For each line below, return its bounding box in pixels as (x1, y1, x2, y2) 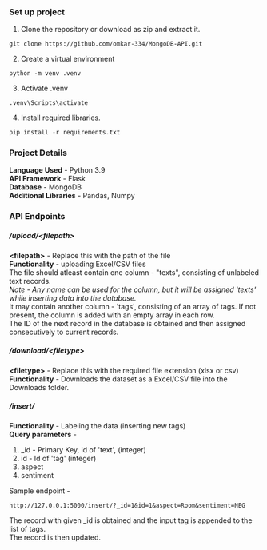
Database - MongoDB (9, 182, 82, 192)
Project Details (9, 147, 67, 158)
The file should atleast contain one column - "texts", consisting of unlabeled (9, 268, 259, 277)
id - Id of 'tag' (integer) (20, 454, 97, 464)
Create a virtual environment (20, 54, 115, 64)
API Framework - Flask (9, 174, 86, 184)
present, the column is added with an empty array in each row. (9, 310, 215, 320)
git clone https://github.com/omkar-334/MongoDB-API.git (9, 40, 203, 48)
